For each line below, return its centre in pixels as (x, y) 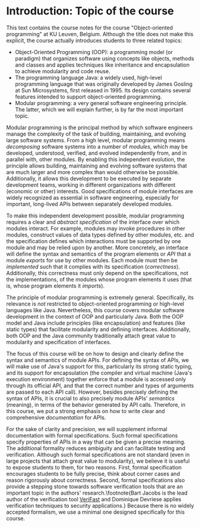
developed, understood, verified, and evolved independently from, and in (97, 153)
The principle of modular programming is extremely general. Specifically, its (100, 297)
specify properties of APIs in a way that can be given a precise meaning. (96, 442)
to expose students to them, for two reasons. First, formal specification (94, 467)
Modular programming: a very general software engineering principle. (101, 103)
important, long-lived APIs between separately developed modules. (89, 204)
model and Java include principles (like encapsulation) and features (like (96, 323)
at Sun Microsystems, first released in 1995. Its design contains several (103, 90)
